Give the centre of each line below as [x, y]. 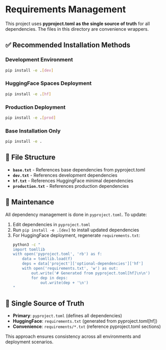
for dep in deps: [50, 278]
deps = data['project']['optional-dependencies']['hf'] [83, 264]
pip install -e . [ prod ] [31, 118]
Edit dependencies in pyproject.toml [52, 224]
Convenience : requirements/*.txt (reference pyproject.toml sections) [87, 326]
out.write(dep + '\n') [64, 282]
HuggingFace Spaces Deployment [49, 83]
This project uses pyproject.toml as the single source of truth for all [78, 24]
